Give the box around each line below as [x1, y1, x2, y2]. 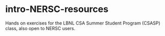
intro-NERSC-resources [5, 3, 109, 15]
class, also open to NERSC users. [5, 25, 76, 31]
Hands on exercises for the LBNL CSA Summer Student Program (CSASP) [5, 20, 161, 26]
